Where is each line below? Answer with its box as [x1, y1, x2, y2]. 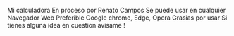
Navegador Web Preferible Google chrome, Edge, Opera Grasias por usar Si [7, 13, 228, 22]
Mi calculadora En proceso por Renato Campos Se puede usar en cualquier [7, 6, 226, 14]
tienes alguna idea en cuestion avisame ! [7, 21, 125, 29]
